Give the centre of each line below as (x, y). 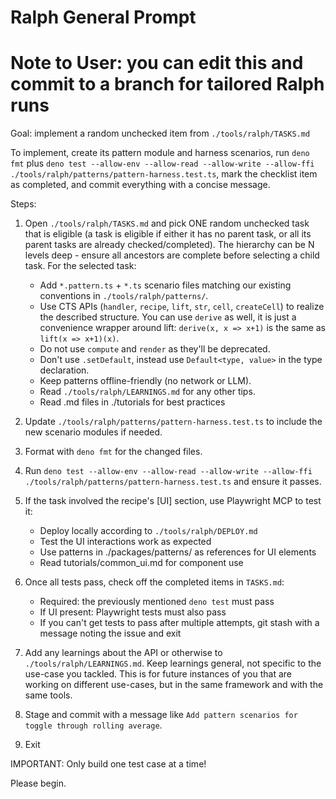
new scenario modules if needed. (93, 432)
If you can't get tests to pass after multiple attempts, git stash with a (179, 623)
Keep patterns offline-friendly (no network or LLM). (145, 381)
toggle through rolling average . (93, 725)
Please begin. (38, 783)
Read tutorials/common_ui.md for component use (141, 563)
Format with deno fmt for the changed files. (113, 452)
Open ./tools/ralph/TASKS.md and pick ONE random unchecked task (167, 223)
